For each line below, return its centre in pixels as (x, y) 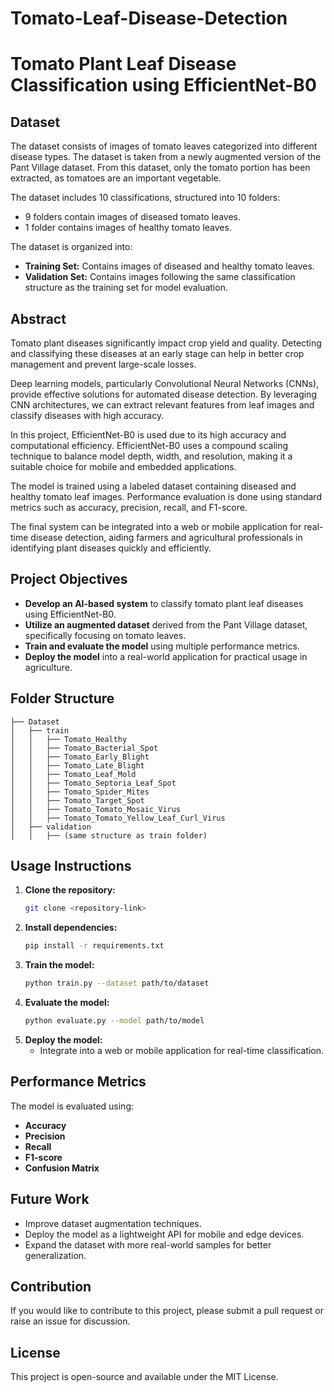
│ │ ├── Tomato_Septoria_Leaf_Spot (93, 783)
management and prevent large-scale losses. (103, 364)
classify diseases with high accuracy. (87, 415)
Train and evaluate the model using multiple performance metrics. (162, 646)
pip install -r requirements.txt (94, 946)
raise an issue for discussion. (70, 1321)
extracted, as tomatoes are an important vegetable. (116, 178)
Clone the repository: (70, 890)
